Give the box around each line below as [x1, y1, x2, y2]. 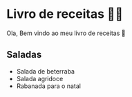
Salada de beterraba [16, 67, 75, 75]
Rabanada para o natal [16, 82, 81, 90]
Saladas [6, 49, 42, 61]
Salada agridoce [16, 74, 64, 83]
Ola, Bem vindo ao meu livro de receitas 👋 [6, 29, 126, 37]
